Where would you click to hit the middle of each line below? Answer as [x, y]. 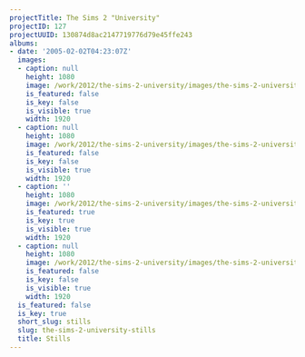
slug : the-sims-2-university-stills [87, 331]
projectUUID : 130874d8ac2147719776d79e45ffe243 [101, 35]
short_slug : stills [54, 322]
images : [32, 60]
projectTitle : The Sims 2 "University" [85, 18]
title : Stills [44, 339]
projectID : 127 [38, 26]
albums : [24, 43]
